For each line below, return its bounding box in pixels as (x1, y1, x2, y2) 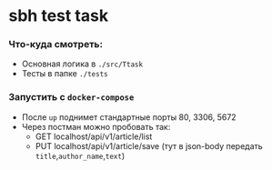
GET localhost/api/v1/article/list (35, 131, 153, 142)
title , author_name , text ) (35, 150, 125, 161)
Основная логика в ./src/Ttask (21, 58, 143, 69)
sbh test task (8, 5, 109, 26)
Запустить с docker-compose (8, 91, 135, 104)
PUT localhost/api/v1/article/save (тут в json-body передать (35, 140, 263, 151)
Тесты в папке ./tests (21, 68, 108, 79)
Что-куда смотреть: (8, 38, 104, 51)
